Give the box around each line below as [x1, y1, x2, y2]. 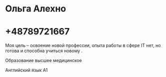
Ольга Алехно [5, 3, 66, 14]
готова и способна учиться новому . [5, 48, 83, 54]
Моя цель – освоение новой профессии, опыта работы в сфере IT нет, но [5, 42, 161, 48]
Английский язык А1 [5, 67, 48, 73]
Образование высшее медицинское [5, 57, 82, 63]
